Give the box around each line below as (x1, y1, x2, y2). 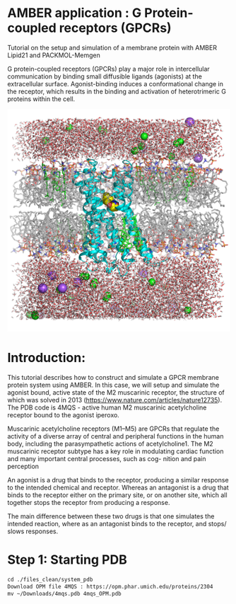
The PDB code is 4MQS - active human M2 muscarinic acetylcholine (7, 403, 207, 412)
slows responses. (7, 527, 59, 535)
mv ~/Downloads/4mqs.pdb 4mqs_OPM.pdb (7, 590, 122, 597)
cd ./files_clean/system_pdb (7, 576, 93, 583)
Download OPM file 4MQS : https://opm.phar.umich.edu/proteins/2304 (7, 583, 213, 590)
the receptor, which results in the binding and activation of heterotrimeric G (7, 87, 226, 95)
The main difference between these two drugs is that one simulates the (7, 511, 215, 521)
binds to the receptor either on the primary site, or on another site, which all (7, 490, 228, 499)
